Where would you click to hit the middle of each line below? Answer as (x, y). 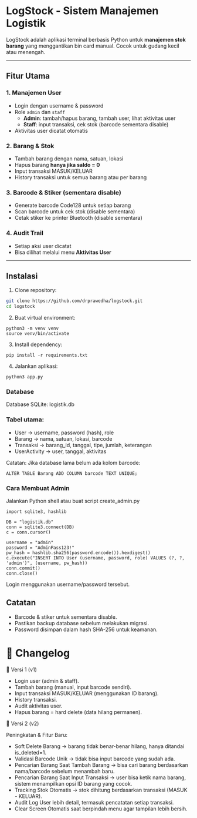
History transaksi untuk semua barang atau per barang (81, 177)
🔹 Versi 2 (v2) (23, 723)
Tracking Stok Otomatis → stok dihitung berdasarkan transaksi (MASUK (101, 790)
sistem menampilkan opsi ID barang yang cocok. (73, 783)
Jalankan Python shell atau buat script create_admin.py (73, 501)
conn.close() (22, 573)
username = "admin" (30, 542)
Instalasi (22, 276)
